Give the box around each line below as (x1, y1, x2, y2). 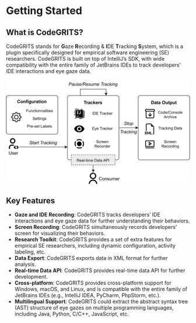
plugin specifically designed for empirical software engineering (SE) (6, 49, 170, 56)
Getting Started (6, 4, 83, 18)
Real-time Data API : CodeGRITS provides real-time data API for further (14, 267, 185, 274)
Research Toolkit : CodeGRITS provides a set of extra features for (14, 236, 172, 243)
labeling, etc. (14, 248, 46, 255)
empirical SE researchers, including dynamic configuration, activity (14, 242, 176, 249)
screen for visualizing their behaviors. (14, 230, 106, 237)
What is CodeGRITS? (6, 27, 83, 37)
